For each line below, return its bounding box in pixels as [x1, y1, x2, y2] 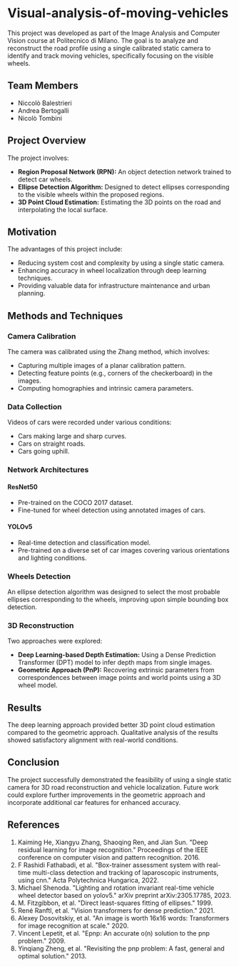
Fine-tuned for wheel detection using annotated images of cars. [17, 506, 205, 515]
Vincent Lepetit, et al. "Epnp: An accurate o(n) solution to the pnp [17, 928, 210, 937]
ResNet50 [7, 482, 38, 491]
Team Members [7, 80, 78, 92]
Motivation [7, 226, 57, 238]
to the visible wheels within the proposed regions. [17, 190, 164, 199]
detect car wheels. [17, 175, 73, 184]
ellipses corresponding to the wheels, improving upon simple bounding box [7, 595, 229, 603]
